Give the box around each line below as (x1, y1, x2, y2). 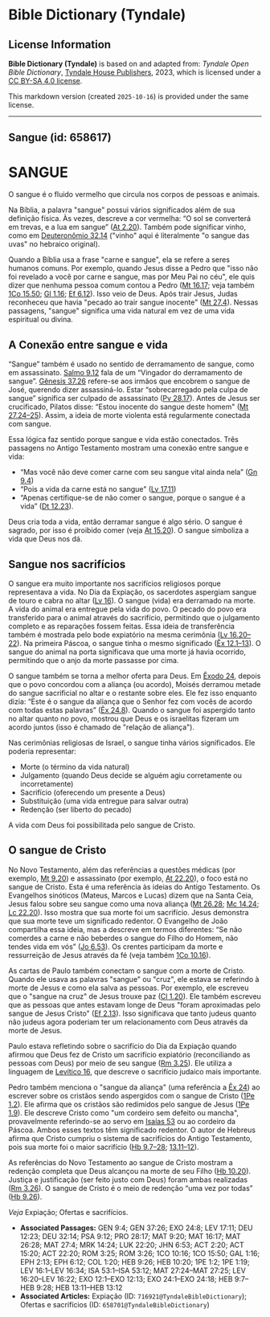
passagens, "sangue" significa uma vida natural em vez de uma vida (8, 306, 235, 316)
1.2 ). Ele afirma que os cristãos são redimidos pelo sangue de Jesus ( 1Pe (8, 1099, 250, 1109)
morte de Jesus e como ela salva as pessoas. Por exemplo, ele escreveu (8, 983, 249, 992)
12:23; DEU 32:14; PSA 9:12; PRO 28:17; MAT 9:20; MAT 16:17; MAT (19, 1231, 241, 1241)
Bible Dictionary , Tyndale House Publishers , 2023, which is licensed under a (8, 67, 261, 77)
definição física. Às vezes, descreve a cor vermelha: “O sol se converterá (8, 214, 252, 223)
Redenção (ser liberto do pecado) (19, 804, 133, 814)
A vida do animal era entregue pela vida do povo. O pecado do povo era (8, 604, 247, 614)
